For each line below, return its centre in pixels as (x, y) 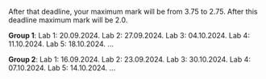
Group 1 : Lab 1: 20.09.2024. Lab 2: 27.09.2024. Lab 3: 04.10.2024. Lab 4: (129, 36)
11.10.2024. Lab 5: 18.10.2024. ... (61, 44)
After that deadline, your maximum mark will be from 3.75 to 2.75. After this (133, 12)
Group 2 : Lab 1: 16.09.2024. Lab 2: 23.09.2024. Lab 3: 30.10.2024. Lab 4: (130, 59)
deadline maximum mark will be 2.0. (68, 20)
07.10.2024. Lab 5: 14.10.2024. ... (62, 68)
